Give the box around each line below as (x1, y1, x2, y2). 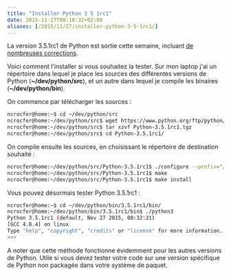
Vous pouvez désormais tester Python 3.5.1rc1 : (7, 189, 141, 197)
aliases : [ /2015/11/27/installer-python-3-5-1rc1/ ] (7, 23, 158, 30)
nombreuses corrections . (7, 49, 79, 57)
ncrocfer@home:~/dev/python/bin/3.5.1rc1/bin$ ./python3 (7, 208, 174, 215)
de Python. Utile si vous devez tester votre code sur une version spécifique (7, 253, 220, 262)
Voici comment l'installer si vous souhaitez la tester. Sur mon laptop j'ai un (7, 63, 217, 71)
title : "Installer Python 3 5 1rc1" (7, 10, 112, 17)
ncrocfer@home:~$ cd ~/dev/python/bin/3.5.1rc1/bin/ (7, 202, 162, 209)
